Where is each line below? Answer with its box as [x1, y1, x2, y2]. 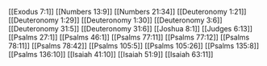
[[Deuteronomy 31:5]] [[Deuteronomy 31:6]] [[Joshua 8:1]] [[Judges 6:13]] [8, 24, 252, 33]
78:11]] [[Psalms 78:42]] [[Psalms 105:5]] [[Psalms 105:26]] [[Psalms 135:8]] [8, 41, 260, 51]
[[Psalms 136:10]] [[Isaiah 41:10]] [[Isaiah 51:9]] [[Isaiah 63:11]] [8, 50, 214, 59]
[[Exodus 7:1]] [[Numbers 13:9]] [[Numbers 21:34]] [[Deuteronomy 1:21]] [8, 7, 247, 16]
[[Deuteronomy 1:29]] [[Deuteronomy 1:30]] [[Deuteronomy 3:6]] [8, 15, 223, 25]
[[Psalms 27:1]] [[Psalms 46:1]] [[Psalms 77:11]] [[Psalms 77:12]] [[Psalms [8, 32, 250, 42]
